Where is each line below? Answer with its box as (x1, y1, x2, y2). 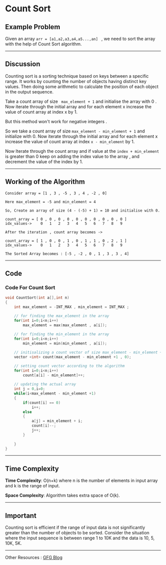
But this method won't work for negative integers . (5, 118, 107, 124)
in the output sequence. (5, 88, 54, 94)
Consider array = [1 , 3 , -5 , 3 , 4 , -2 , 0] (5, 191, 107, 196)
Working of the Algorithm (5, 177, 85, 186)
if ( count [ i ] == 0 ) (23, 400, 61, 405)
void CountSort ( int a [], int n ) (5, 295, 70, 301)
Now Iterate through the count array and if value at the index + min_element (5, 148, 160, 154)
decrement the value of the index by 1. (5, 159, 83, 165)
